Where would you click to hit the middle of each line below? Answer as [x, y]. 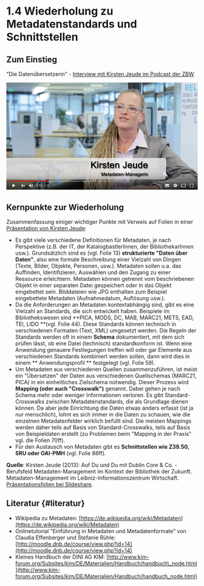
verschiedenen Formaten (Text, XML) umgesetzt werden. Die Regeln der [106, 330]
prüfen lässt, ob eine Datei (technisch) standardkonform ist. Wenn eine [104, 343]
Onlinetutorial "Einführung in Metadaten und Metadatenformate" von [101, 531]
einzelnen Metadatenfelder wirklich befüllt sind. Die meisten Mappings [103, 421]
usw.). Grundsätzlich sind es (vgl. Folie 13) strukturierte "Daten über [101, 253]
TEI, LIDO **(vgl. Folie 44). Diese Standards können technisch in [95, 324]
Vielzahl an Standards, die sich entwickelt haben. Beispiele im [92, 311]
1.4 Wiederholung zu [60, 11]
